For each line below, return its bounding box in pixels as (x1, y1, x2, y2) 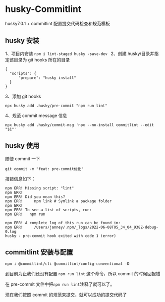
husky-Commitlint (5, 3, 82, 15)
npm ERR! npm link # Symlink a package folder (5, 198, 112, 204)
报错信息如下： (5, 176, 36, 181)
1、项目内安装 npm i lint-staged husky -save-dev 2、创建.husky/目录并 (5, 51, 155, 57)
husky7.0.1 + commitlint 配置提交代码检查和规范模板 (5, 20, 110, 26)
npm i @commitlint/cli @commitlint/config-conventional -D (5, 261, 130, 266)
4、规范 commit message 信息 (5, 113, 67, 119)
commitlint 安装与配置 (5, 248, 73, 256)
